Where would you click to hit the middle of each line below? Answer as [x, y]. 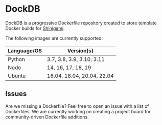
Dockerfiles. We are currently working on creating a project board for [78, 111]
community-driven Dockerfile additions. [47, 117]
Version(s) [80, 50]
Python [17, 59]
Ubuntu [17, 76]
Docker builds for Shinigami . [35, 28]
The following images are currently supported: [54, 38]
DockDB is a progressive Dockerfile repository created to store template [81, 23]
